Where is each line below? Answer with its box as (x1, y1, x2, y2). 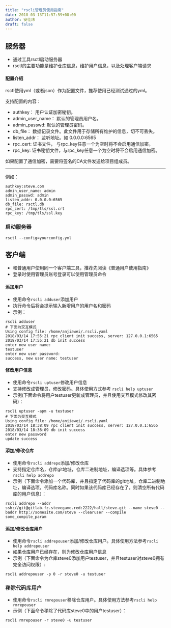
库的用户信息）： (12, 490, 47, 497)
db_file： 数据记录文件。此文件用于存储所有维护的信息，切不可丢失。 (12, 128, 158, 134)
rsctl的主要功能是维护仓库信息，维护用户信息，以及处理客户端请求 (12, 63, 152, 69)
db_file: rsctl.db (5, 202, 44, 207)
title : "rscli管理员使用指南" (5, 7, 64, 13)
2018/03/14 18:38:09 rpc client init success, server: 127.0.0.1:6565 (5, 423, 158, 428)
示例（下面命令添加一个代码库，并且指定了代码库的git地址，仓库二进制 (12, 478, 161, 484)
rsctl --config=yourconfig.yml (5, 235, 72, 240)
